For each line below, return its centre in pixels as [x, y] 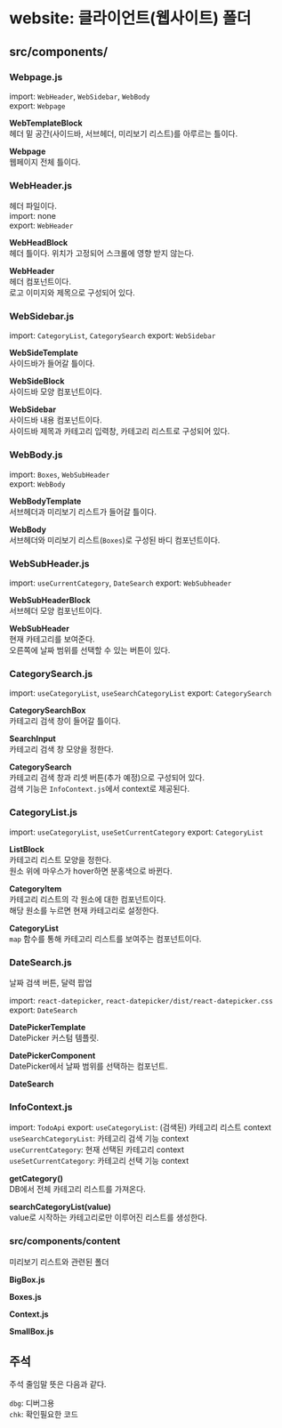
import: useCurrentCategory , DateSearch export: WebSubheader [121, 583]
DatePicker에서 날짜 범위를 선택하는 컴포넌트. [89, 1066]
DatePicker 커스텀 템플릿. [54, 1037]
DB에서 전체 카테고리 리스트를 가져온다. [78, 1190]
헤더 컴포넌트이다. [40, 282]
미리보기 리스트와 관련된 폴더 [59, 1262]
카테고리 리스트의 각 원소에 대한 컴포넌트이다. [88, 899]
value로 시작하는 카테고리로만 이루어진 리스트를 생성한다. [108, 1218]
